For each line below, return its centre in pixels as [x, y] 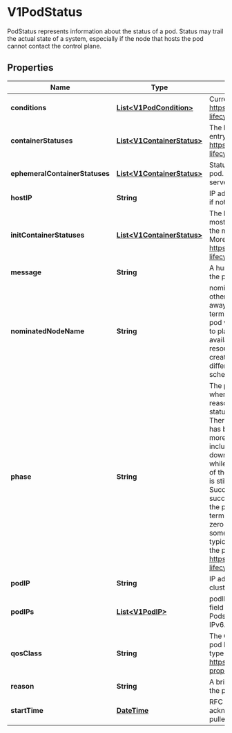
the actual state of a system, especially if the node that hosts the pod [105, 38]
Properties [30, 68]
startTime [27, 710]
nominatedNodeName [48, 331]
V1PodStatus [45, 12]
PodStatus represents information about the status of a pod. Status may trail [115, 31]
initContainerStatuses [48, 235]
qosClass [27, 653]
